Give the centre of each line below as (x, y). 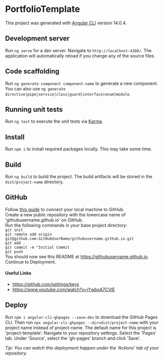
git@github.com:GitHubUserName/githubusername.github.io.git (70, 239)
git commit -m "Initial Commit (37, 247)
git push (14, 252)
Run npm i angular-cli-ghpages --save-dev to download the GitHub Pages (82, 317)
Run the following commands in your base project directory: (66, 225)
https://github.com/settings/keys (46, 285)
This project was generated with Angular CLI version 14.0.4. (66, 23)
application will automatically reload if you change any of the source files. (80, 56)
